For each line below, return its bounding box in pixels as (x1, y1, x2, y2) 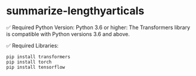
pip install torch (6, 59, 52, 65)
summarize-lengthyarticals (6, 4, 145, 18)
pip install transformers (6, 53, 70, 60)
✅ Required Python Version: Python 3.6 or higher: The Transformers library (6, 24, 191, 31)
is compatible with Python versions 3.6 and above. (6, 30, 130, 37)
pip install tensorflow (6, 64, 66, 70)
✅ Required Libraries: (6, 42, 59, 49)
